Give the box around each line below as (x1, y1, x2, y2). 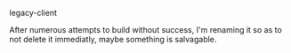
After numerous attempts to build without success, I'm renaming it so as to (9, 25, 282, 34)
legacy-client (9, 8, 58, 18)
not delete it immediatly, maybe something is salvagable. (9, 34, 217, 44)
